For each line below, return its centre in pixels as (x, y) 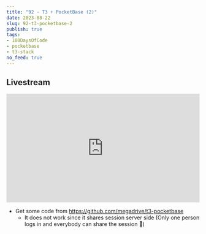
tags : (13, 35)
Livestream (28, 82)
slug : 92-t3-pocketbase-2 (39, 23)
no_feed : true (25, 58)
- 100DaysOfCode (27, 40)
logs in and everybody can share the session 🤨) (85, 224)
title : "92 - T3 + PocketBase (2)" (52, 12)
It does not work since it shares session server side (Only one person (112, 217)
